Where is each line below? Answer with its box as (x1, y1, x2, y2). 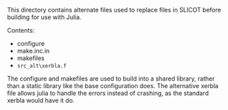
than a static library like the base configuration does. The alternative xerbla (7, 82, 219, 90)
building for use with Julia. (7, 13, 82, 21)
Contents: (7, 27, 35, 34)
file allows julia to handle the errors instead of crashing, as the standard (7, 89, 209, 97)
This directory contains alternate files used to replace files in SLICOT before (7, 6, 221, 14)
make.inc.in (16, 47, 50, 55)
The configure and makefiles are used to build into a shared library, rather (7, 74, 215, 83)
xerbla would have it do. (7, 96, 75, 105)
